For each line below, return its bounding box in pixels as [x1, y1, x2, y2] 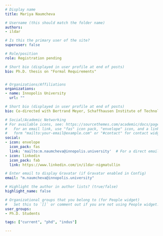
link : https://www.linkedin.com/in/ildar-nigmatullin [9, 162, 120, 167]
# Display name [5, 7, 36, 12]
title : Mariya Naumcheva [5, 12, 55, 16]
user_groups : [5, 206, 32, 211]
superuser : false [5, 43, 40, 47]
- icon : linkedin [5, 153, 40, 158]
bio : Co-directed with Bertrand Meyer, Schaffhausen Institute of [5, 108, 142, 114]
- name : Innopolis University [5, 91, 66, 96]
